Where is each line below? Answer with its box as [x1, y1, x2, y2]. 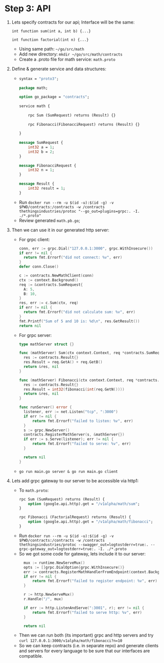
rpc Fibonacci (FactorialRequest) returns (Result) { [19, 515, 131, 520]
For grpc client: [19, 236, 50, 242]
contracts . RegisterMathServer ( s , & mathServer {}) [23, 432, 125, 437]
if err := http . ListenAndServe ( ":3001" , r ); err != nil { [23, 605, 144, 610]
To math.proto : [19, 487, 49, 493]
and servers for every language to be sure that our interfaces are [19, 648, 150, 654]
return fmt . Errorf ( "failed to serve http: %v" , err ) [32, 610, 142, 615]
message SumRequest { [19, 140, 63, 145]
